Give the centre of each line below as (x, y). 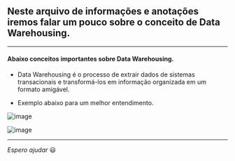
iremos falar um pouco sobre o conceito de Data (114, 23)
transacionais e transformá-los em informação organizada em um (112, 82)
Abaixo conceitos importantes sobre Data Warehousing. (91, 59)
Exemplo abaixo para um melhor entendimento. (85, 103)
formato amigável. (43, 89)
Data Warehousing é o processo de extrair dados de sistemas (106, 75)
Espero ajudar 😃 (32, 150)
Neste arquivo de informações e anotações (103, 11)
